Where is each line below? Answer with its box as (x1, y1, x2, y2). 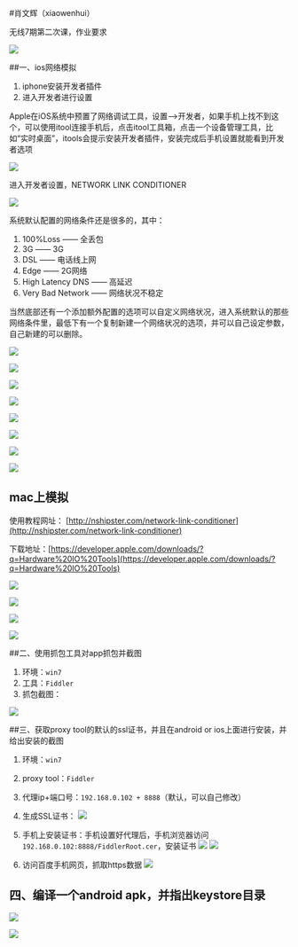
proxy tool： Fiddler (21, 772, 95, 783)
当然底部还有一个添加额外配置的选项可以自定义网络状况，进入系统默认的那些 (9, 307, 289, 317)
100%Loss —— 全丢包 (21, 234, 104, 244)
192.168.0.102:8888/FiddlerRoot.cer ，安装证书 (21, 841, 197, 851)
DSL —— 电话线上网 (21, 254, 97, 264)
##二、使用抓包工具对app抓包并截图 (9, 647, 142, 658)
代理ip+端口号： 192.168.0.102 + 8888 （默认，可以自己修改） (21, 792, 247, 802)
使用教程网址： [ (9, 515, 69, 526)
